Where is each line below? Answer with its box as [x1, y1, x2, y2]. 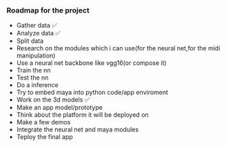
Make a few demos [16, 118, 71, 127]
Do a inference [16, 81, 59, 89]
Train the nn [16, 66, 51, 75]
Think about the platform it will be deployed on [16, 111, 149, 119]
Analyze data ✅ [16, 29, 61, 37]
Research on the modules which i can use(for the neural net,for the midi [16, 44, 220, 53]
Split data [16, 37, 44, 45]
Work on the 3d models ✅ [16, 95, 90, 104]
